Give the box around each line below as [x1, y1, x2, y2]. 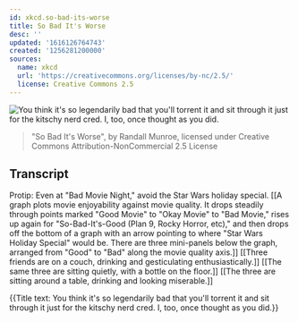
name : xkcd [17, 64, 58, 72]
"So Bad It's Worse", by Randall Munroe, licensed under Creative [30, 131, 270, 141]
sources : [9, 55, 42, 64]
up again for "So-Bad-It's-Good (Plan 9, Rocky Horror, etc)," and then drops [9, 218, 289, 229]
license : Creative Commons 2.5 [17, 80, 134, 89]
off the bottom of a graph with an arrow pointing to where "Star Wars [9, 228, 264, 239]
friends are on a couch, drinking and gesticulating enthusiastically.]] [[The [9, 257, 282, 267]
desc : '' [9, 30, 42, 38]
